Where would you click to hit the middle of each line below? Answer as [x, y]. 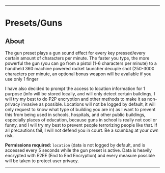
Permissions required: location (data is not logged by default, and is [75, 145]
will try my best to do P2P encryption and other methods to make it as [76, 99]
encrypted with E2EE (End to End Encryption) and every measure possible [80, 156]
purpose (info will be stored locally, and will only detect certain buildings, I [80, 94]
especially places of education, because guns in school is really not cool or [81, 120]
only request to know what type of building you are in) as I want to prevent [80, 109]
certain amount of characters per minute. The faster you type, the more [77, 58]
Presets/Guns [34, 23]
